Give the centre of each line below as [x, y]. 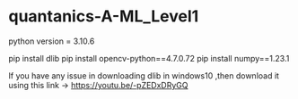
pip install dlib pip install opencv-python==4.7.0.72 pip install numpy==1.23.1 [149, 58]
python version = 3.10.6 [52, 41]
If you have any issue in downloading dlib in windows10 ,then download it [144, 75]
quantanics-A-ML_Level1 [104, 16]
